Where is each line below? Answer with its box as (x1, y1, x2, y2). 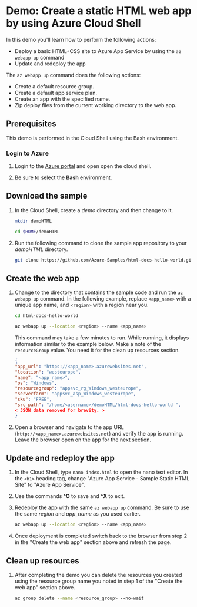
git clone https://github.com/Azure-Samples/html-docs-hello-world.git (14, 257, 194, 263)
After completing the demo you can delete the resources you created (14, 572, 182, 579)
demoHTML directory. (14, 246, 68, 253)
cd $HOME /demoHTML (14, 229, 60, 235)
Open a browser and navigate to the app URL (14, 423, 125, 431)
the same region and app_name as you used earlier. (14, 510, 141, 517)
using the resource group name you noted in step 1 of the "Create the (14, 578, 183, 585)
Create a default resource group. (14, 83, 94, 90)
